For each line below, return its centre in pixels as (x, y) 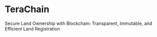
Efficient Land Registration (33, 28)
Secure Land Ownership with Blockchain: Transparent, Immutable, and (78, 23)
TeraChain (27, 9)
